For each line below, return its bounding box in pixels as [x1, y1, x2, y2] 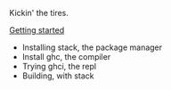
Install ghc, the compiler [21, 52, 111, 61]
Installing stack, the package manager [21, 42, 163, 53]
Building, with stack [21, 70, 95, 81]
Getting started [9, 25, 65, 35]
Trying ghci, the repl [21, 61, 96, 71]
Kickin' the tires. [9, 8, 69, 18]
